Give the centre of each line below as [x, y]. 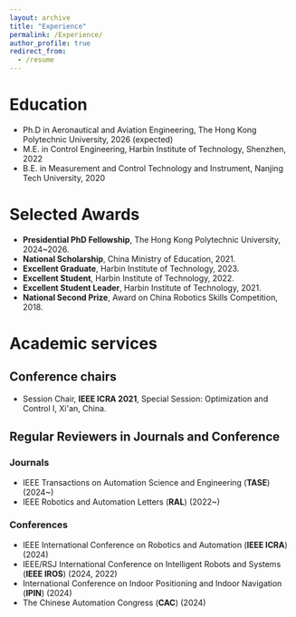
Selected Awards [75, 215]
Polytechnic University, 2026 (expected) [98, 139]
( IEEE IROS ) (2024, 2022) [70, 574]
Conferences [38, 525]
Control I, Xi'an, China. [64, 408]
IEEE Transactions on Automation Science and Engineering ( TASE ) [146, 482]
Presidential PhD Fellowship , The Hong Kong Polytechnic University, [151, 239]
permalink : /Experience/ [56, 34]
